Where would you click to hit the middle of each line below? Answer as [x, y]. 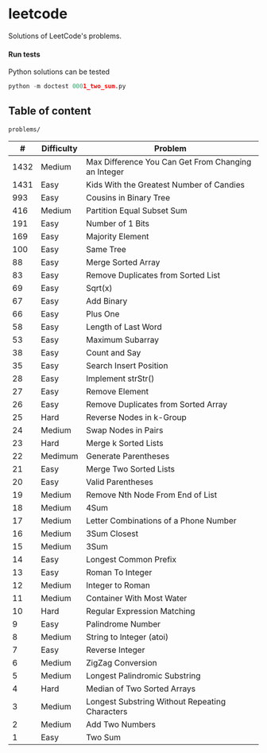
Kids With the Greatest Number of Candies [165, 184]
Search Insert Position [127, 365]
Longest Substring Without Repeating [156, 701]
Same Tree [106, 249]
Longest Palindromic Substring [143, 675]
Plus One [103, 313]
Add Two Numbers [121, 724]
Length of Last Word [124, 327]
